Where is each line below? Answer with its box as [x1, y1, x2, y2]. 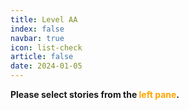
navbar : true [10, 33, 65, 43]
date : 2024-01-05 [10, 61, 83, 71]
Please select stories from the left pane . [10, 89, 180, 100]
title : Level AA [10, 14, 78, 25]
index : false [10, 24, 65, 34]
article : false [10, 52, 74, 62]
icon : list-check [10, 42, 83, 53]
